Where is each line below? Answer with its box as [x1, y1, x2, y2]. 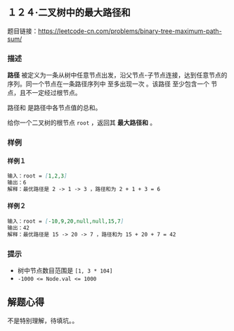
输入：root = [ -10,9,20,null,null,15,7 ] [7, 218, 124, 225]
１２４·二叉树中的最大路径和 [7, 6, 131, 19]
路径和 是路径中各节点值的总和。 [7, 104, 102, 112]
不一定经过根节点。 [25, 89, 82, 97]
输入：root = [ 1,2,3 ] [7, 173, 67, 180]
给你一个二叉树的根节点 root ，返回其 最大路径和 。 [7, 118, 157, 127]
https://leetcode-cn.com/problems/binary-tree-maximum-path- [38, 27, 223, 35]
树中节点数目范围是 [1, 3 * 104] [17, 266, 113, 275]
